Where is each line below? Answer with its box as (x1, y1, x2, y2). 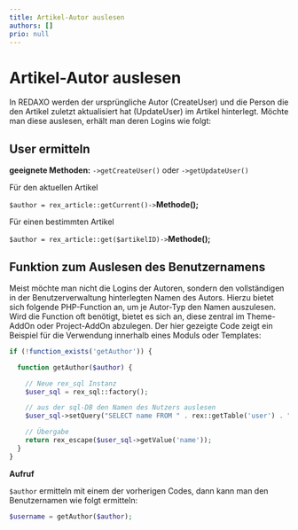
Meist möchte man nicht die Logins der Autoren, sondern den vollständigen (9, 283, 285, 293)
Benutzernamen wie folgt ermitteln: (9, 495, 138, 505)
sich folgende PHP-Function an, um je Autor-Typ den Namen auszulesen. (9, 301, 277, 312)
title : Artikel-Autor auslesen (9, 12, 125, 22)
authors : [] (9, 21, 53, 30)
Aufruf (9, 468, 35, 479)
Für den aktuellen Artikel (9, 183, 98, 193)
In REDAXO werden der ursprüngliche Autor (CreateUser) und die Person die (9, 97, 289, 107)
